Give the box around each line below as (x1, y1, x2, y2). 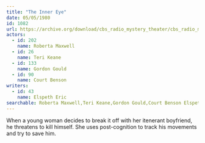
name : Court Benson (17, 77, 67, 83)
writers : (6, 83, 29, 89)
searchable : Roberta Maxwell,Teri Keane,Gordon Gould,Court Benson (6, 100, 182, 106)
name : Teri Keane (17, 54, 62, 61)
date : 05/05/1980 (6, 15, 51, 21)
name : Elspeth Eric (17, 94, 67, 100)
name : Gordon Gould (17, 65, 67, 72)
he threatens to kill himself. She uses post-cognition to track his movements (6, 123, 197, 130)
